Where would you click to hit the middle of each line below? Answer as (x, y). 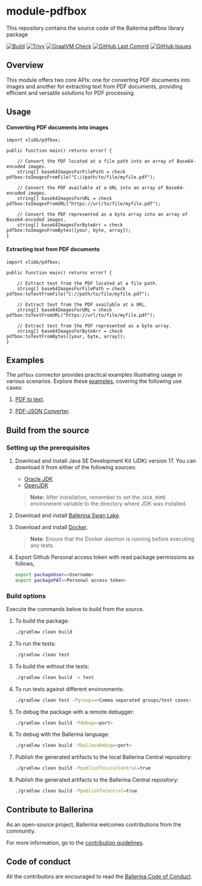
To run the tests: (35, 643)
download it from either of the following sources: (76, 467)
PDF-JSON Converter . (43, 411)
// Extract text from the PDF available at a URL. (82, 305)
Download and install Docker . (51, 527)
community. (21, 831)
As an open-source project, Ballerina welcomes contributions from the (94, 824)
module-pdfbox (47, 11)
